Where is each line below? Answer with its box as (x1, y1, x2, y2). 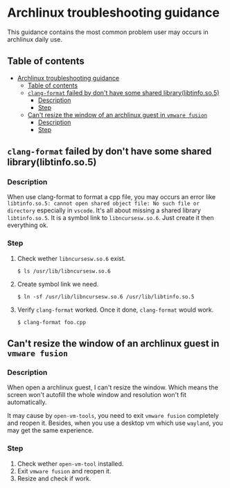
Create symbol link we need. (17, 280, 99, 288)
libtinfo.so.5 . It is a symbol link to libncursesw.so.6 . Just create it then (7, 214, 214, 222)
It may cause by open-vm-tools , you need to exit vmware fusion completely (7, 412, 220, 420)
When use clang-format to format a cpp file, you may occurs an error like (7, 193, 216, 201)
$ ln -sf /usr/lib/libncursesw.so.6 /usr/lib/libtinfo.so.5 (17, 293, 195, 300)
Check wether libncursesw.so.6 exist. (17, 254, 126, 262)
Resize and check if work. (17, 474, 91, 482)
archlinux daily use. (7, 35, 63, 43)
